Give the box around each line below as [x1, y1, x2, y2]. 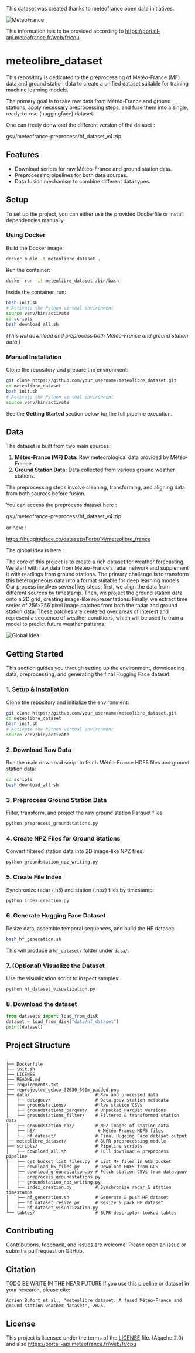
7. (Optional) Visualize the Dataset [6, 961, 105, 970]
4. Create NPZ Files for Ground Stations [6, 835, 121, 843]
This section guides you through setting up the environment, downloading [6, 665, 184, 672]
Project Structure [6, 1041, 70, 1051]
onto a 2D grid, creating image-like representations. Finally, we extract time [6, 596, 188, 603]
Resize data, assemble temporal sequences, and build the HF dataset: [6, 924, 175, 932]
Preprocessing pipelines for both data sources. [14, 171, 128, 178]
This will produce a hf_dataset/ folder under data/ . [6, 947, 129, 954]
